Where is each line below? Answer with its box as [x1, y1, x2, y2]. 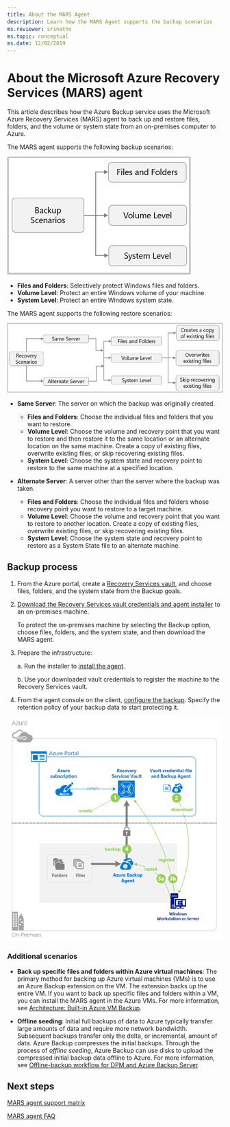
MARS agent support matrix [7, 1099, 86, 1107]
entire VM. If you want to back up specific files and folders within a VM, [16, 989, 219, 997]
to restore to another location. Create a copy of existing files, [27, 520, 199, 528]
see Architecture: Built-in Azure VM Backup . [16, 1003, 142, 1012]
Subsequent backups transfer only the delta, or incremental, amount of [16, 1032, 218, 1040]
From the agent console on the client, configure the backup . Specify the [16, 695, 220, 704]
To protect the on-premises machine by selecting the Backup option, [16, 620, 211, 629]
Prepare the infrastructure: [16, 649, 92, 657]
